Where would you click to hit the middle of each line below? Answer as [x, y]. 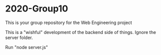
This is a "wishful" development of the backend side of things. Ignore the [81, 32]
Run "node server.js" [27, 47]
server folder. [19, 37]
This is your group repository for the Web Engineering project [69, 22]
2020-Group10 [37, 9]
